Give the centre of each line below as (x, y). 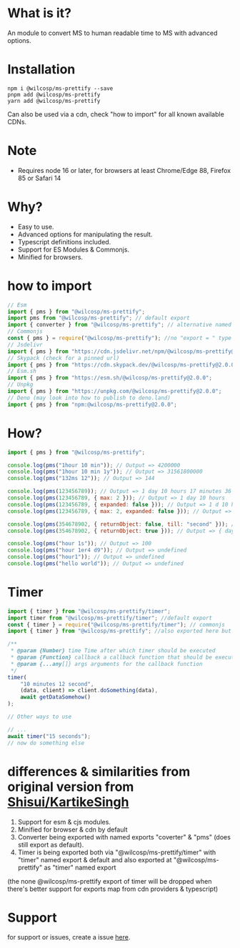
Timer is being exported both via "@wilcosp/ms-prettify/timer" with (117, 852)
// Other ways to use (40, 717)
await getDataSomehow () (56, 697)
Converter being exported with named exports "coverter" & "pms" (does (124, 837)
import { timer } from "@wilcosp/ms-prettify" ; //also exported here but (120, 631)
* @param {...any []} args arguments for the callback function (106, 664)
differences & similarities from (99, 771)
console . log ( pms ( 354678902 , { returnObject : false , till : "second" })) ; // (122, 524)
